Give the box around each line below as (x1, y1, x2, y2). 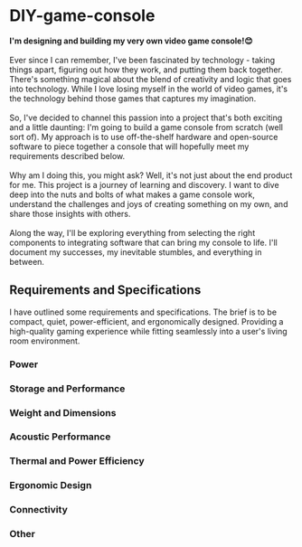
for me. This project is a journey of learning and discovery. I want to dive (9, 179, 279, 190)
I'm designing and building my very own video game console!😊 (9, 35, 253, 46)
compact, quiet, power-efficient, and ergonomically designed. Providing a (9, 316, 284, 326)
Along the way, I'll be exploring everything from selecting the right (9, 227, 256, 238)
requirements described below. (9, 150, 125, 161)
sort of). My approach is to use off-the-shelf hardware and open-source (9, 131, 278, 142)
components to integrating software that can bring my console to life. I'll (9, 237, 278, 248)
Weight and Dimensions (9, 406, 117, 419)
